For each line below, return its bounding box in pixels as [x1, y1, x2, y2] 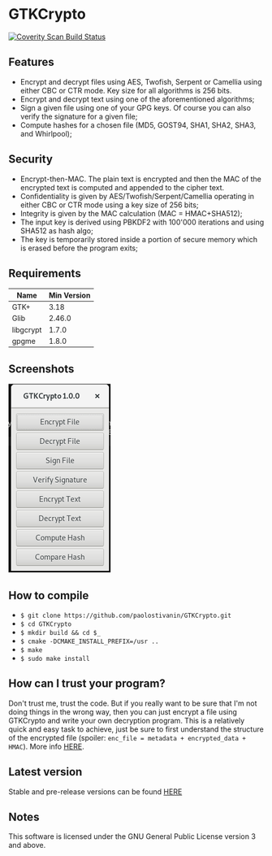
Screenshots [8, 362, 75, 376]
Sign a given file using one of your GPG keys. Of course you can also [19, 102, 252, 112]
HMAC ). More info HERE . [8, 741, 84, 751]
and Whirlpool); [19, 128, 72, 138]
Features [8, 55, 54, 69]
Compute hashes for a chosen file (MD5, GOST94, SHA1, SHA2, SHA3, [19, 119, 257, 130]
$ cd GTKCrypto [19, 620, 72, 628]
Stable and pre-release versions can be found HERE [8, 786, 183, 797]
